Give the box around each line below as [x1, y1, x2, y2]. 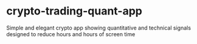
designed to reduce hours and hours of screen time [6, 30, 136, 37]
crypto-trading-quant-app [6, 4, 143, 18]
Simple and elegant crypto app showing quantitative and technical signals [6, 24, 192, 31]
